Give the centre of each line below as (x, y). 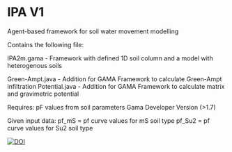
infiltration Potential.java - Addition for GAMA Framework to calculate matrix (116, 86)
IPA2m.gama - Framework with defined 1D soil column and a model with (110, 58)
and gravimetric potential (43, 94)
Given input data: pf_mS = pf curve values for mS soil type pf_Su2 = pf (109, 120)
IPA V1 (26, 12)
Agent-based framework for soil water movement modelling (93, 31)
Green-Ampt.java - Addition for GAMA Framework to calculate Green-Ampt (115, 79)
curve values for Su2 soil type (50, 128)
